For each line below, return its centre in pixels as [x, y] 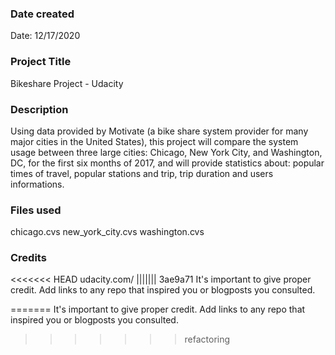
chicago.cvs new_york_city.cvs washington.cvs [107, 232]
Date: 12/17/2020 [45, 36]
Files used [36, 210]
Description [39, 109]
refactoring [207, 339]
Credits [28, 258]
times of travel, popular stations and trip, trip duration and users [142, 173]
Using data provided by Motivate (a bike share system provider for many [159, 131]
